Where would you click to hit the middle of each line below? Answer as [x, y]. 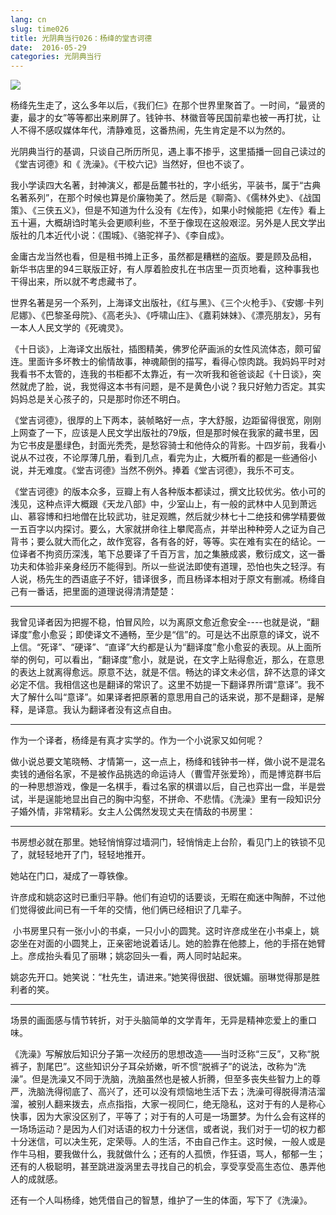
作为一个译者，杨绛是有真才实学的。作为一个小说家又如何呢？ [137, 740]
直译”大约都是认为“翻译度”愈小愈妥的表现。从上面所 [215, 647]
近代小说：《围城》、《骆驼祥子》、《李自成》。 [141, 235]
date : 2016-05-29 [48, 47]
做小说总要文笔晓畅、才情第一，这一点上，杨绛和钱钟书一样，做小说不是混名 [168, 762]
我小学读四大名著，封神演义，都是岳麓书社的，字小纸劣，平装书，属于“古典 [166, 185]
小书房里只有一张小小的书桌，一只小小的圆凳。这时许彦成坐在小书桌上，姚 [166, 931]
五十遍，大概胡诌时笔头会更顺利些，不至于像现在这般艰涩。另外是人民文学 [163, 223]
